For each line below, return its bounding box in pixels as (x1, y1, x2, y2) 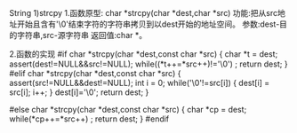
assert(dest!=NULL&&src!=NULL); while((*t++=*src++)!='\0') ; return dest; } (9, 59, 288, 69)
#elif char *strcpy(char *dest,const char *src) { (9, 68, 181, 78)
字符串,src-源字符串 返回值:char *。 (16, 30, 148, 40)
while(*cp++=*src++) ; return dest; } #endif (9, 113, 170, 124)
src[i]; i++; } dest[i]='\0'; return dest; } (9, 87, 149, 98)
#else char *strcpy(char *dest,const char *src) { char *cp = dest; (9, 105, 247, 114)
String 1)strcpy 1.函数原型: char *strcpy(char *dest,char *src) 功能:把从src (9, 8, 278, 18)
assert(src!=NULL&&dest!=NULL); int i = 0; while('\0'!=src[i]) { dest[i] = (9, 78, 270, 88)
